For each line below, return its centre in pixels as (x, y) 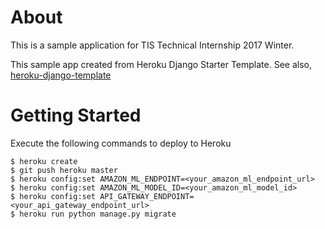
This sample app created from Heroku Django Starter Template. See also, (161, 64)
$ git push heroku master (64, 170)
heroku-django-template (61, 75)
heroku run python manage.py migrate (98, 214)
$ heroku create (44, 161)
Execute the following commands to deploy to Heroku (121, 143)
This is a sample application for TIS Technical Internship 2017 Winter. (152, 45)
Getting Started (76, 115)
